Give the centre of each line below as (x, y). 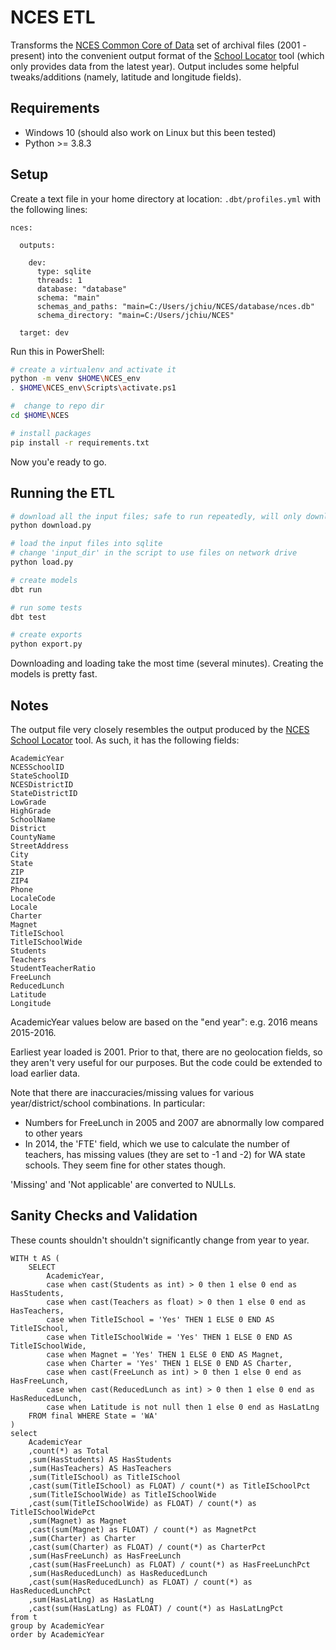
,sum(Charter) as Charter (82, 1538)
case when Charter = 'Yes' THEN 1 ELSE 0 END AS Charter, (169, 1363)
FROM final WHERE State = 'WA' (93, 1416)
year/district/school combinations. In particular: (108, 1103)
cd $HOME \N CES (40, 416)
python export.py (46, 644)
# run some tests (46, 607)
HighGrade (31, 811)
